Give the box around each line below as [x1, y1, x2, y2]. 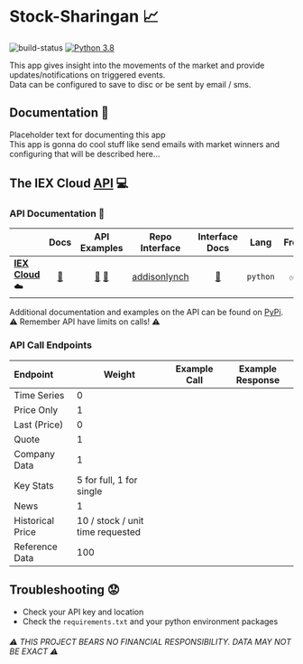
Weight [103, 368, 135, 380]
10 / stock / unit [76, 514, 144, 527]
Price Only [14, 403, 59, 416]
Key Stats [14, 479, 54, 491]
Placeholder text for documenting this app [9, 129, 166, 140]
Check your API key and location [22, 606, 144, 617]
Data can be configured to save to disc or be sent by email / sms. [9, 79, 252, 89]
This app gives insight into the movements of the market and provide [9, 60, 265, 70]
